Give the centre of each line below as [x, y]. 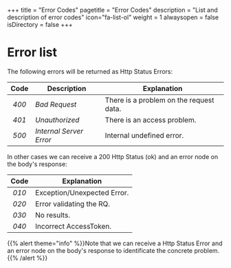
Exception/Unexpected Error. [82, 192]
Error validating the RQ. [73, 204]
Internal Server [59, 131]
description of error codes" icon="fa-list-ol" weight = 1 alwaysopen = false [113, 17]
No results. [53, 215]
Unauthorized [57, 120]
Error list [32, 53]
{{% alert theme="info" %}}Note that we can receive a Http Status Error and [115, 243]
